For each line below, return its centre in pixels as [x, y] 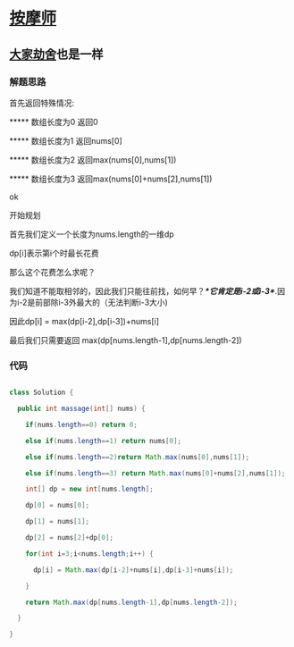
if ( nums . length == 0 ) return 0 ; [82, 424]
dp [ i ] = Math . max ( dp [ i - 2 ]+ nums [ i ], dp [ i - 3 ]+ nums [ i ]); [133, 570]
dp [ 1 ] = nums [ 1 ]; [58, 522]
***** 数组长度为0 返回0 [54, 122]
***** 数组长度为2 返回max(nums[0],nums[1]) [93, 160]
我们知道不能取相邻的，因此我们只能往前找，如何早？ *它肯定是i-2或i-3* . [143, 290]
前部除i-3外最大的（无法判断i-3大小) [101, 302]
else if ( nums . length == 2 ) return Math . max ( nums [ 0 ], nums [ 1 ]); [138, 457]
